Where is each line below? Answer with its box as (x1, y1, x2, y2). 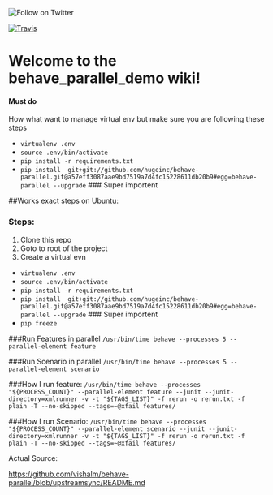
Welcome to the (8, 52, 117, 71)
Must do (8, 96, 37, 105)
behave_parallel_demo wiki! (8, 69, 201, 88)
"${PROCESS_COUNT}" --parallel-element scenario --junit (8, 424, 206, 433)
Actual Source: (8, 453, 58, 463)
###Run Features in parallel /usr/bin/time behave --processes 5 (8, 334, 227, 343)
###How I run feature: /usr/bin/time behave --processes (8, 379, 201, 389)
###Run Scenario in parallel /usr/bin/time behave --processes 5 (8, 356, 227, 366)
